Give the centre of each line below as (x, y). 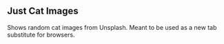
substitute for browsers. (41, 35)
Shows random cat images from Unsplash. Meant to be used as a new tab (112, 27)
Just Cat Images (43, 11)
